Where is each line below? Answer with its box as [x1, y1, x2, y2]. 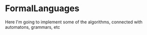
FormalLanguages [5, 3, 80, 14]
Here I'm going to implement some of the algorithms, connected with [5, 19, 143, 25]
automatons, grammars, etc [5, 24, 60, 30]
